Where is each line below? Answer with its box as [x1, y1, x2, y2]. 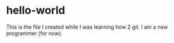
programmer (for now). [6, 29, 63, 36]
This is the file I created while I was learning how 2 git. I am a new [6, 23, 169, 30]
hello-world [6, 4, 66, 17]
